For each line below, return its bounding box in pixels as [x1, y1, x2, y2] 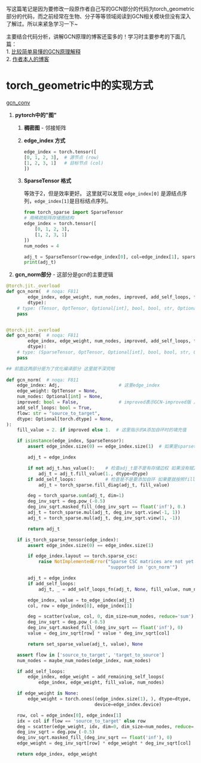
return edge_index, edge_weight [17, 751, 98, 758]
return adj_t [28, 526, 60, 532]
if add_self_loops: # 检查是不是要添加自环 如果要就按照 [28, 476, 185, 482]
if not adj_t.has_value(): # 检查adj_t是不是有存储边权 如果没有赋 [28, 465, 194, 471]
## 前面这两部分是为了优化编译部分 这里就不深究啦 [6, 366, 115, 372]
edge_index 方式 [23, 137, 66, 144]
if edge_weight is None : [17, 690, 79, 696]
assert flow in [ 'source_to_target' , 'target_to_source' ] [17, 652, 165, 658]
